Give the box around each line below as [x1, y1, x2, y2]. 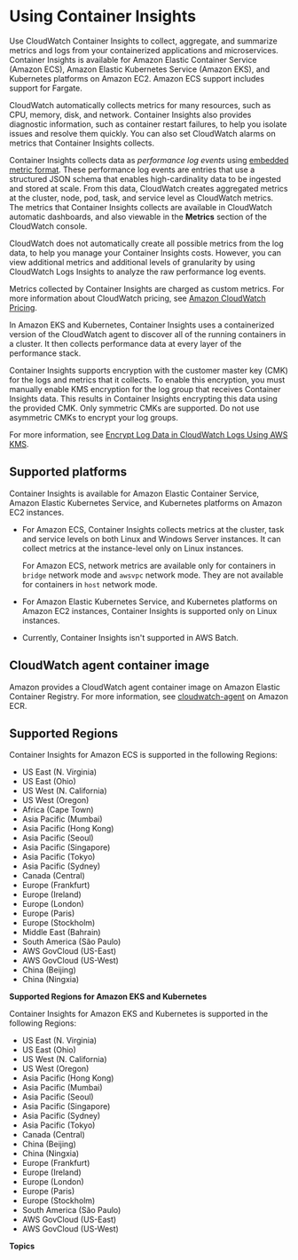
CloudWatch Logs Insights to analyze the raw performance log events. [9, 266, 266, 277]
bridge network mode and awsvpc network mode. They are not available [21, 570, 284, 580]
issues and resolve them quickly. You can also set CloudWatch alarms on [9, 128, 277, 138]
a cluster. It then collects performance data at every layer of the [9, 338, 242, 349]
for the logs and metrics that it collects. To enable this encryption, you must [9, 374, 286, 385]
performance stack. [9, 348, 82, 358]
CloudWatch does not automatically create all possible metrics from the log [9, 238, 284, 248]
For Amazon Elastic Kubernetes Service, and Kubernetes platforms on [21, 596, 278, 607]
